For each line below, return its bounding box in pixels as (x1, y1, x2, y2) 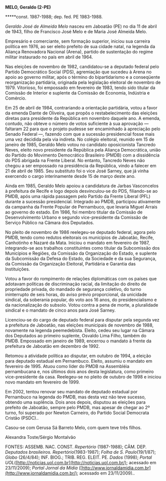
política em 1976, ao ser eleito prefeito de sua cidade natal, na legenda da (5, 44, 155, 49)
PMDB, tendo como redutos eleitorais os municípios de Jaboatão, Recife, (5, 235, 155, 240)
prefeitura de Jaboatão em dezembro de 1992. (5, 343, 100, 349)
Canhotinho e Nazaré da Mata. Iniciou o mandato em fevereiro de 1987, (5, 240, 150, 246)
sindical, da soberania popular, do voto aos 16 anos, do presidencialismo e (5, 297, 157, 303)
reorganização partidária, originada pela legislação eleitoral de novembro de (5, 79, 161, 85)
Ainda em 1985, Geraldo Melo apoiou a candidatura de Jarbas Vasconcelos (5, 183, 159, 189)
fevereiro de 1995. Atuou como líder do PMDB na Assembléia (5, 364, 130, 369)
